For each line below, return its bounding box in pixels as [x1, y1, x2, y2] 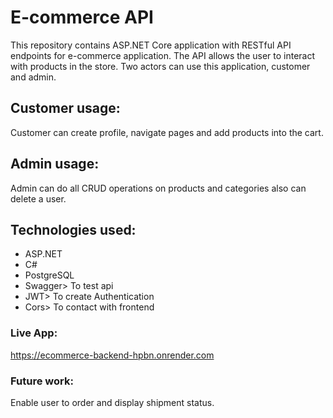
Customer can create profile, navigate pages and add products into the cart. [10, 126, 324, 138]
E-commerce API [10, 6, 154, 29]
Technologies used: [10, 221, 137, 238]
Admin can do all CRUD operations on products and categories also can [10, 182, 307, 194]
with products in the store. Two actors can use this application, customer [10, 60, 311, 72]
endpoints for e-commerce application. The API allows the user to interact [10, 49, 316, 61]
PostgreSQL [24, 269, 75, 281]
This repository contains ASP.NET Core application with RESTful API [10, 39, 292, 51]
